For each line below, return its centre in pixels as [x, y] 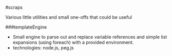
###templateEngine [26, 27]
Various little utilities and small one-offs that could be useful [69, 17]
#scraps [14, 7]
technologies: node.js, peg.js [43, 48]
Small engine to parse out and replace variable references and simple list [90, 37]
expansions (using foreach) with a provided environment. [73, 42]
